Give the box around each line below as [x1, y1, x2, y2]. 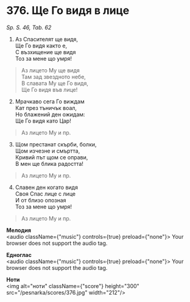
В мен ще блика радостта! [15, 160, 84, 167]
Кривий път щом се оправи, [15, 153, 88, 161]
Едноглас [6, 251, 32, 258]
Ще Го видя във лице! [21, 86, 78, 93]
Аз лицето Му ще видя [21, 66, 80, 74]
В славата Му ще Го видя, [21, 80, 88, 87]
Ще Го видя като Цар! [15, 117, 71, 125]
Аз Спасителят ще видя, [15, 35, 78, 43]
